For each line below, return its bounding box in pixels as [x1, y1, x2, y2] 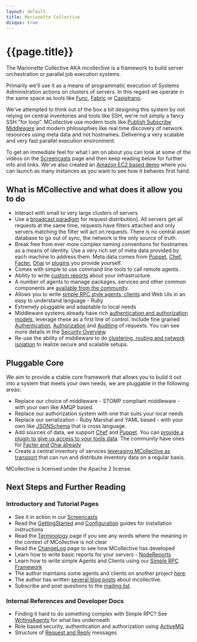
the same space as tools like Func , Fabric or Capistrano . [6, 95, 142, 102]
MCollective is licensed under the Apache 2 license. [6, 465, 132, 472]
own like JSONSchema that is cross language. [14, 422, 126, 429]
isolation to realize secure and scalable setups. [14, 341, 128, 348]
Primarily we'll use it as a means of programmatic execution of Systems [6, 82, 179, 89]
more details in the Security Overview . [14, 328, 107, 336]
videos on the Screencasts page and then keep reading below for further [6, 155, 183, 162]
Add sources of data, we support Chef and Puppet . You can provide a [14, 428, 184, 436]
